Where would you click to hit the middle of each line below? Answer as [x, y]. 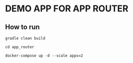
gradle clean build [25, 38]
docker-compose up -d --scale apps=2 [44, 56]
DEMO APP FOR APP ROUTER [67, 9]
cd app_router [20, 47]
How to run [23, 27]
